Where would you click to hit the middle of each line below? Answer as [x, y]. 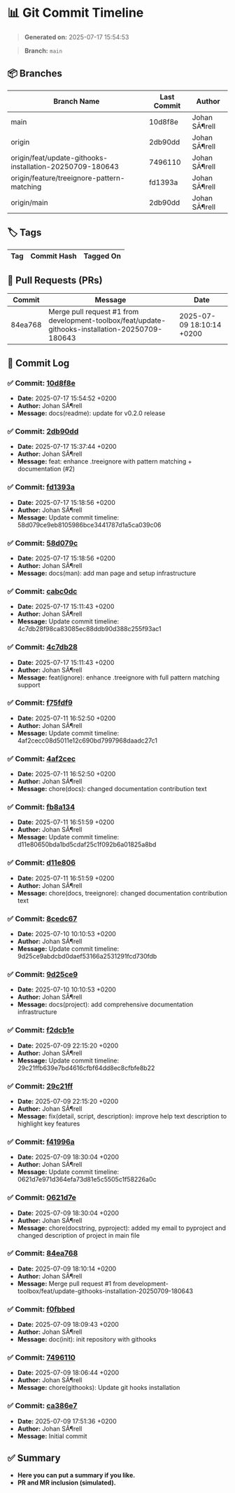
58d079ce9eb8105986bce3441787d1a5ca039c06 [90, 525]
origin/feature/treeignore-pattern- [68, 177]
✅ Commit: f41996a [41, 1142]
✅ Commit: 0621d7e [42, 1198]
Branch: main [43, 50]
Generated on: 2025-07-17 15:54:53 [77, 37]
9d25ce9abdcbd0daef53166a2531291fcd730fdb [87, 957]
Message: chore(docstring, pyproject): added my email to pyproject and [121, 1228]
